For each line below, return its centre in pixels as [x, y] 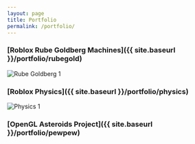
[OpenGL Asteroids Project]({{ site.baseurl [80, 124]
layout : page [26, 13]
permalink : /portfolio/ [41, 26]
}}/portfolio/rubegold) [45, 59]
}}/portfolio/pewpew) [44, 132]
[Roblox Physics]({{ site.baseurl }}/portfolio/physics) [98, 91]
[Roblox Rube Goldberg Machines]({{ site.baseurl [91, 50]
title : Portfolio [32, 20]
